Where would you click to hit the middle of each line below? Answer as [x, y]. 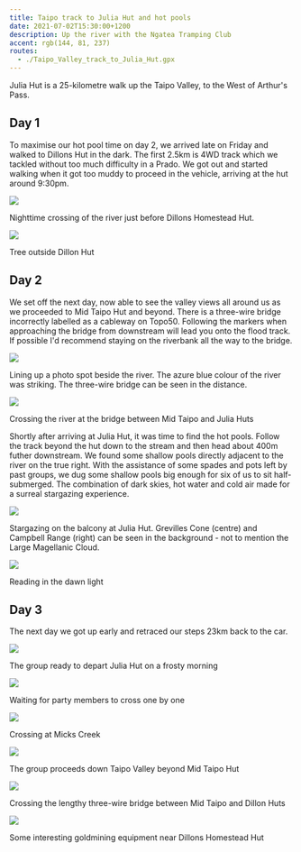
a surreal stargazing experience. [69, 493]
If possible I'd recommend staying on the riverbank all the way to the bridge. [151, 340]
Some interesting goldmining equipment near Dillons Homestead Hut [137, 838]
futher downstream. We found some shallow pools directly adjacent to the [146, 455]
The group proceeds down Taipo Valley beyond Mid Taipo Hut [124, 769]
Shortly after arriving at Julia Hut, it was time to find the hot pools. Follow [145, 436]
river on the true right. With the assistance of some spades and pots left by [149, 464]
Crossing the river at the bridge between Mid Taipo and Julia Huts [132, 418]
